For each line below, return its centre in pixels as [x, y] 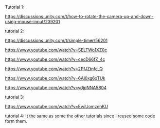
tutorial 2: [15, 31]
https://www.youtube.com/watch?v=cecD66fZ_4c [55, 59]
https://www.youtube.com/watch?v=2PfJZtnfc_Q [54, 69]
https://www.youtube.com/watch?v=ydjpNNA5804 [56, 88]
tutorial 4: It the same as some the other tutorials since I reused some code [80, 116]
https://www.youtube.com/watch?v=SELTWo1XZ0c [56, 50]
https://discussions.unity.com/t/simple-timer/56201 [56, 40]
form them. [16, 121]
